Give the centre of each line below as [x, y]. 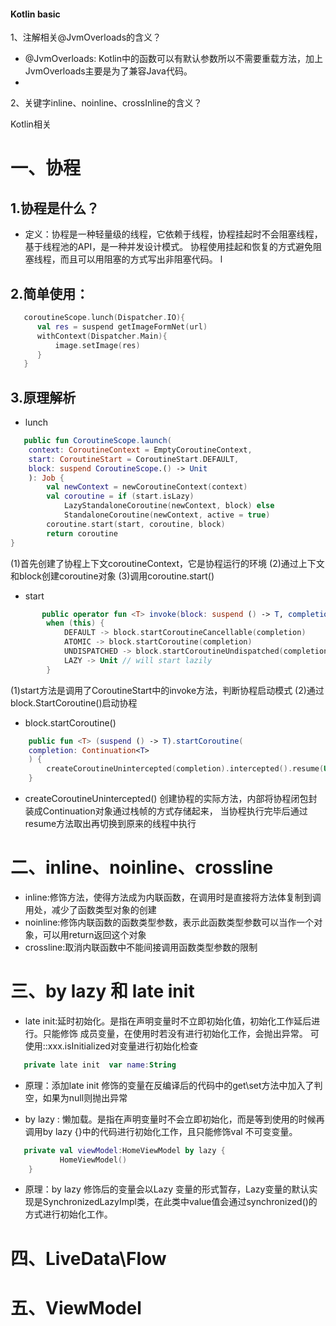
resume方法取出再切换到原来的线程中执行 [110, 824]
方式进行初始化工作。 [68, 1214]
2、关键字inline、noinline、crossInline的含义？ [106, 103]
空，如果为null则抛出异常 [76, 1097]
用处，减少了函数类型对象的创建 [90, 910]
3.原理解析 [43, 397]
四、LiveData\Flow [88, 1258]
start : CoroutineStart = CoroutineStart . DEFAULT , [134, 459]
